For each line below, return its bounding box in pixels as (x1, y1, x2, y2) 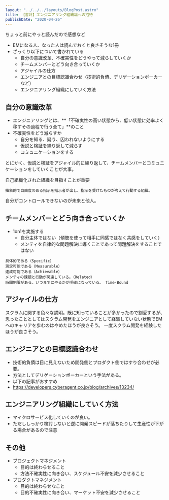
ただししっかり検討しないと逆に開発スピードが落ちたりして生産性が (12, 421, 155, 427)
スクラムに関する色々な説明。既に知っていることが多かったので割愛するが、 (5, 309, 165, 315)
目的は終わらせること (20, 464, 65, 470)
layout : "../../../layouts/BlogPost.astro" (5, 7, 99, 13)
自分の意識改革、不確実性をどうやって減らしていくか (20, 55, 131, 61)
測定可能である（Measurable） (5, 264, 62, 269)
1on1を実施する (12, 228, 44, 234)
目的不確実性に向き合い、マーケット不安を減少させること (20, 489, 141, 495)
